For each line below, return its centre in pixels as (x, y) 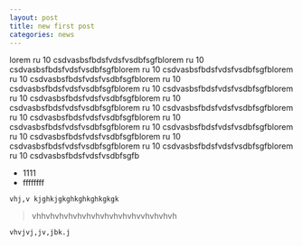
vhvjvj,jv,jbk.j (40, 232)
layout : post (34, 18)
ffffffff (33, 183)
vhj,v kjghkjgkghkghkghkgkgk (64, 199)
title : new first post (52, 26)
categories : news (42, 34)
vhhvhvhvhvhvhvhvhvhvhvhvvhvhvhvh (104, 216)
